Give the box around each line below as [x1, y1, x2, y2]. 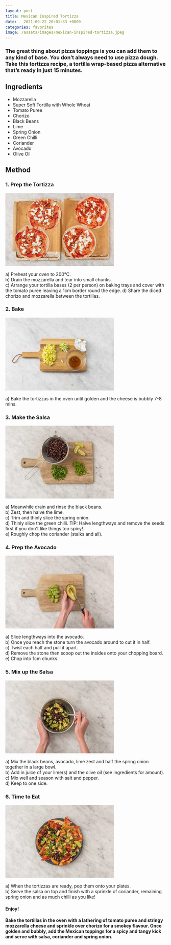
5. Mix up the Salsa [5, 668, 54, 676]
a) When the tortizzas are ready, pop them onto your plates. [5, 883, 131, 889]
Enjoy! [5, 905, 19, 912]
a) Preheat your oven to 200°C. [5, 271, 71, 277]
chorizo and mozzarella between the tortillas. [5, 293, 101, 299]
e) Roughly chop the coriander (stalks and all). [5, 531, 103, 537]
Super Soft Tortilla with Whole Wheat [12, 102, 91, 108]
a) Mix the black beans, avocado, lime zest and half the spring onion [5, 758, 149, 764]
